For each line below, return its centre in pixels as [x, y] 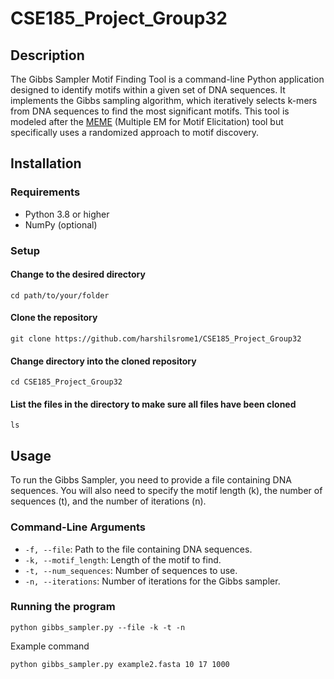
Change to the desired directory [78, 274]
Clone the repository [54, 318]
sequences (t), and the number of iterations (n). [108, 501]
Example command [50, 646]
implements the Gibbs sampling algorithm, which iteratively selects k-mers [164, 100]
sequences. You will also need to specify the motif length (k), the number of [166, 491]
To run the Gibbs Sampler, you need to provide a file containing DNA [151, 480]
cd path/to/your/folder [60, 295]
